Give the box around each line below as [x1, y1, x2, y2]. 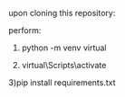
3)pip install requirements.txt [8, 77, 116, 88]
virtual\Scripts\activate [21, 60, 107, 70]
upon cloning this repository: [8, 8, 116, 18]
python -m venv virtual [21, 42, 107, 53]
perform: [8, 25, 42, 35]
